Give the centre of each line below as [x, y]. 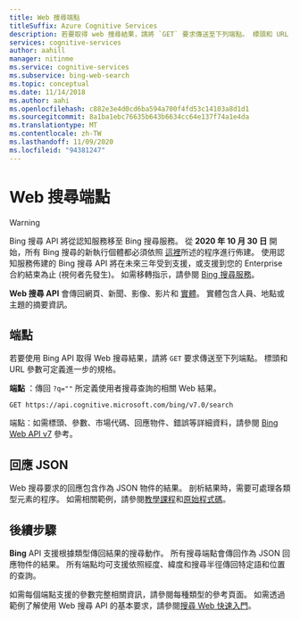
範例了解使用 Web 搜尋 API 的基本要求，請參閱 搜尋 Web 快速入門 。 [133, 606]
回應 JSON [39, 465]
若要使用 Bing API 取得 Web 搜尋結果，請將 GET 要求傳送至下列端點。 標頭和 [149, 359]
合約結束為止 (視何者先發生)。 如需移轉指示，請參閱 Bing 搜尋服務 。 [134, 274]
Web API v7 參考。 [43, 434]
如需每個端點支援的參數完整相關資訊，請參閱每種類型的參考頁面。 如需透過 [147, 594]
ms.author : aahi [39, 100]
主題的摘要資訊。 [41, 304]
